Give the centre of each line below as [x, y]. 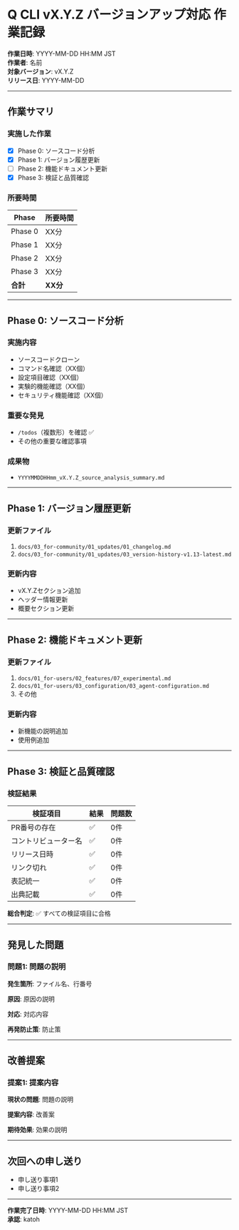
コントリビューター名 [47, 841]
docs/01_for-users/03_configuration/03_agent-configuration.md [113, 686]
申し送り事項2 [38, 1189]
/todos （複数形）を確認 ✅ [56, 432]
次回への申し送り [45, 1161]
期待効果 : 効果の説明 [37, 1130]
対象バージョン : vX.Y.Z [41, 71]
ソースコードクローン [49, 359]
